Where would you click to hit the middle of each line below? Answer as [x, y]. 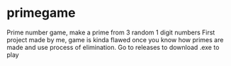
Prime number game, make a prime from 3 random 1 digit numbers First [111, 32]
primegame [41, 13]
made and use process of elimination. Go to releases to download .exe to [113, 47]
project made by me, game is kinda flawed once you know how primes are [115, 39]
